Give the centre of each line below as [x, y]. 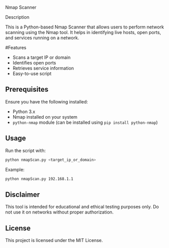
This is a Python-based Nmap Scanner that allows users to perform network [85, 27]
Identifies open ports [34, 63]
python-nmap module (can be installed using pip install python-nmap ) [85, 122]
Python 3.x [24, 112]
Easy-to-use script [32, 74]
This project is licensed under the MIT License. [54, 240]
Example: [15, 169]
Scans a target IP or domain [41, 57]
